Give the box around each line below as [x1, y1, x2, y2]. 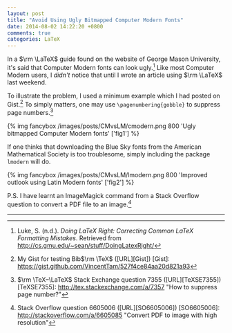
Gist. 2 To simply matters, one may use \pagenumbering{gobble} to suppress [7, 98, 221, 108]
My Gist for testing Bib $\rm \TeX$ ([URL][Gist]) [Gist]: [17, 254, 171, 263]
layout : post [7, 10, 45, 17]
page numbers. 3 [7, 107, 54, 117]
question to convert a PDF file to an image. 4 [7, 199, 132, 208]
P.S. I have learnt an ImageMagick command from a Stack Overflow [7, 192, 200, 200]
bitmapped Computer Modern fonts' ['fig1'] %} [7, 129, 140, 138]
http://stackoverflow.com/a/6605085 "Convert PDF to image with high [17, 311, 217, 319]
